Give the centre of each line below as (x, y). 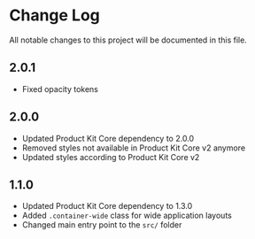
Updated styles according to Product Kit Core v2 (111, 157)
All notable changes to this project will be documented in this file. (128, 40)
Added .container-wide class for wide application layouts (127, 216)
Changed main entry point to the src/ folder (102, 225)
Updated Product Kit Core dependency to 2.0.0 (108, 138)
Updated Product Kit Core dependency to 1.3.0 (107, 206)
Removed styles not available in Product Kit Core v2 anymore (134, 148)
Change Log (54, 15)
